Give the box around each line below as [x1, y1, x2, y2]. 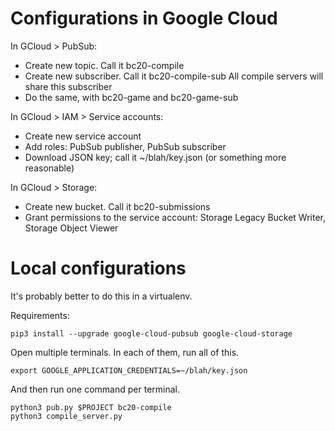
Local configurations [10, 257, 187, 280]
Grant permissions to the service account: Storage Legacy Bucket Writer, [24, 211, 327, 223]
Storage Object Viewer [24, 222, 119, 234]
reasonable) [24, 162, 75, 174]
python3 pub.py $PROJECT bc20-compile [10, 402, 172, 412]
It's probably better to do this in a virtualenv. [10, 290, 193, 302]
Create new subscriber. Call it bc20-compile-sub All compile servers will [24, 70, 324, 82]
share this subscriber [24, 80, 113, 92]
